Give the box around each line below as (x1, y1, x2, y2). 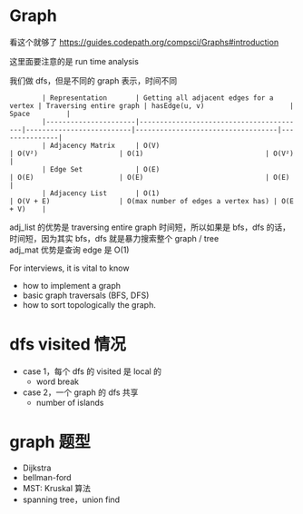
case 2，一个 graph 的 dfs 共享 (22, 387, 139, 398)
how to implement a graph (22, 280, 121, 291)
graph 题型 (9, 432, 91, 452)
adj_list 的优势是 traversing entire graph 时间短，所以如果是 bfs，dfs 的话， (9, 222, 290, 232)
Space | (9, 109, 71, 118)
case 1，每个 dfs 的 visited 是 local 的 (22, 365, 161, 377)
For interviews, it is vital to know (9, 262, 130, 273)
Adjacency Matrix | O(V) (49, 141, 161, 150)
